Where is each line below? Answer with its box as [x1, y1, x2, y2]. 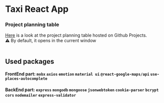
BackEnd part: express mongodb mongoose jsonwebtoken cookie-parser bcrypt [5, 87, 159, 93]
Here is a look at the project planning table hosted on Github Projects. [5, 32, 147, 38]
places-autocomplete [5, 76, 48, 81]
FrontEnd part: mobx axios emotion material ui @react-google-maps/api [5, 71, 150, 77]
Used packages [5, 57, 55, 65]
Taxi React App [5, 3, 69, 15]
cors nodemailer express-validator [5, 93, 76, 98]
